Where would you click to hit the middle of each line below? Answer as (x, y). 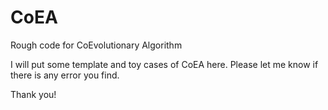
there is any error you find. (65, 75)
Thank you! (33, 94)
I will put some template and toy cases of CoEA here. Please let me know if (164, 64)
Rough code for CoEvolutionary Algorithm (96, 45)
